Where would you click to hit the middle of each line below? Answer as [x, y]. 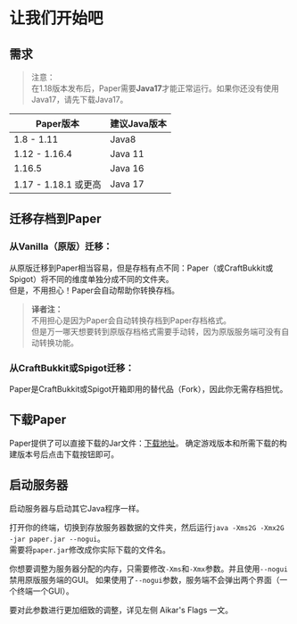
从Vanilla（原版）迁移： [61, 246]
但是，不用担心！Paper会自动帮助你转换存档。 [95, 290]
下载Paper [38, 420]
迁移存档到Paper [55, 219]
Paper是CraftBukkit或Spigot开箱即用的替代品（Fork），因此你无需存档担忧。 [148, 388]
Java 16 [127, 168]
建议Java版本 [138, 124]
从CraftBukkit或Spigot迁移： [72, 368]
